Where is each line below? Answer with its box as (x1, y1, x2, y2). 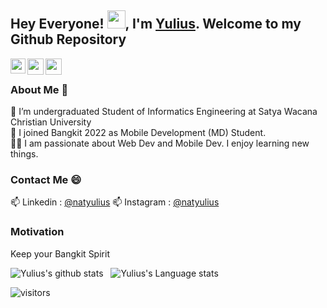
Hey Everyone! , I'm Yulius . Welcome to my (10, 16, 302, 33)
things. (10, 148, 39, 160)
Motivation (10, 225, 65, 239)
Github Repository (10, 31, 127, 48)
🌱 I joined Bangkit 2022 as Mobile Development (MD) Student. (10, 127, 267, 139)
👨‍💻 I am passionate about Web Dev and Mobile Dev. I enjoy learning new (10, 137, 310, 150)
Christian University (10, 116, 92, 128)
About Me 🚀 (10, 82, 69, 96)
